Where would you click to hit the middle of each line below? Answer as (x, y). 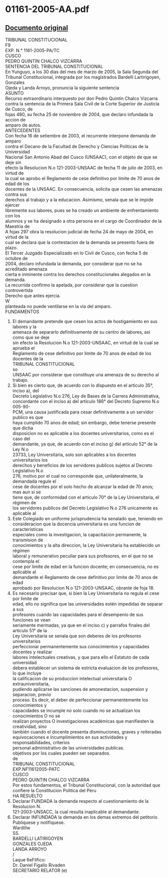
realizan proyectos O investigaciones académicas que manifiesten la (83, 721)
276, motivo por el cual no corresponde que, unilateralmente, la (78, 476)
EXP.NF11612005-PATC (36, 769)
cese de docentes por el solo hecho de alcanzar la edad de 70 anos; (83, 487)
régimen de (24, 502)
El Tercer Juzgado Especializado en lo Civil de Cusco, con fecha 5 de (77, 253)
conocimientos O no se (36, 716)
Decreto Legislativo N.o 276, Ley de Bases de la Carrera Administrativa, (86, 396)
